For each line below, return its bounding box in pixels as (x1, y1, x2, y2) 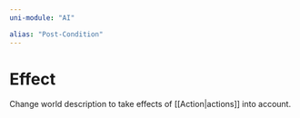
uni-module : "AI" (9, 13, 75, 23)
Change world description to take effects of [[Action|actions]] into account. (9, 99, 292, 110)
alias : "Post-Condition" (9, 29, 104, 39)
